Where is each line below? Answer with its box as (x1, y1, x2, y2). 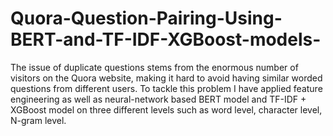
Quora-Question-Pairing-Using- (10, 7, 283, 30)
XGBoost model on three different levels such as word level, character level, (10, 103, 323, 116)
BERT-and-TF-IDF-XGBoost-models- (10, 28, 322, 51)
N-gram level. (10, 114, 67, 126)
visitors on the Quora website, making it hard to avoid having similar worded (10, 72, 323, 84)
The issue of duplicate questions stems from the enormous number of (10, 61, 299, 73)
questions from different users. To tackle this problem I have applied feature (10, 82, 323, 94)
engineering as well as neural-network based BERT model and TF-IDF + (10, 93, 307, 105)
